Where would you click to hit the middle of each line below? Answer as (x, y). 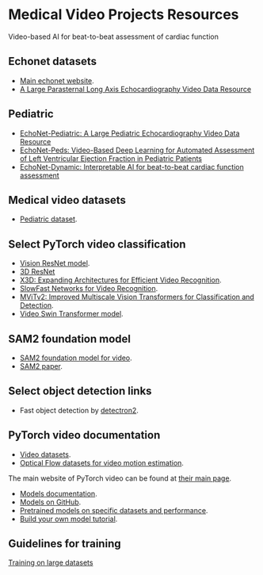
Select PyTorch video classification (97, 244)
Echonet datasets (53, 61)
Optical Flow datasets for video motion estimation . (102, 462)
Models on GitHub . (50, 502)
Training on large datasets (51, 563)
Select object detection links (80, 391)
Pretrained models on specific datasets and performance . (114, 510)
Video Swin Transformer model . (72, 314)
